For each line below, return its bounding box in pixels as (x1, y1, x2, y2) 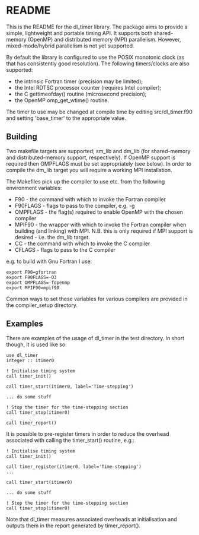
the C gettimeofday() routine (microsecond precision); (14, 90, 147, 97)
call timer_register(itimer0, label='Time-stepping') (6, 464, 142, 470)
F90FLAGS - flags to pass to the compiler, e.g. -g (14, 202, 135, 209)
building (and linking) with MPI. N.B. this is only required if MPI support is (14, 227, 193, 235)
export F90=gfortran (6, 269, 57, 275)
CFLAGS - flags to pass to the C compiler (14, 246, 115, 253)
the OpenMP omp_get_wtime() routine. (14, 96, 110, 104)
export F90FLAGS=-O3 (6, 274, 57, 280)
